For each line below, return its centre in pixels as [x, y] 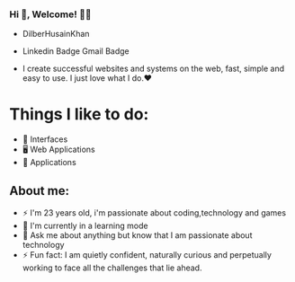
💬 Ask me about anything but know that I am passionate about [137, 235]
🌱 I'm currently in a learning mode [85, 226]
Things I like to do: [79, 115]
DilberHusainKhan [56, 34]
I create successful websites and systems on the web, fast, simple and [153, 69]
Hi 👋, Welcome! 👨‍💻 [50, 14]
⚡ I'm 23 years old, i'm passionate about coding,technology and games [154, 213]
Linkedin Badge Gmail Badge [76, 51]
